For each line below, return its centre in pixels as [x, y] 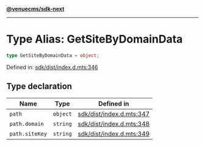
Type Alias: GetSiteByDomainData [95, 39]
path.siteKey [28, 133]
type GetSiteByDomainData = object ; [53, 55]
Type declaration [39, 86]
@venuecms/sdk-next [35, 9]
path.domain [27, 124]
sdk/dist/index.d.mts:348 [114, 123]
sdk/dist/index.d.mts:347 [114, 114]
